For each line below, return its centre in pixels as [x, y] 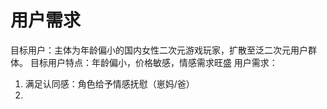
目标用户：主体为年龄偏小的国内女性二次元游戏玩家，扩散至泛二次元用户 [159, 50]
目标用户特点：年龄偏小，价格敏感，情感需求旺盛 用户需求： [153, 62]
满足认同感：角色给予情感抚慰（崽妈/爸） [109, 83]
